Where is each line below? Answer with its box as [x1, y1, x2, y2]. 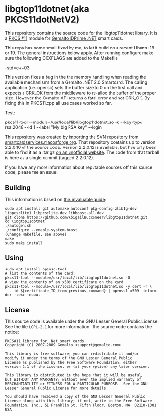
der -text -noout [5, 293, 41, 297]
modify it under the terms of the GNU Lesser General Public [5, 356, 133, 361]
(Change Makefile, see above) [5, 232, 67, 237]
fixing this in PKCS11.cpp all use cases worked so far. [5, 100, 112, 106]
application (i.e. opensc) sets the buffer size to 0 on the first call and [5, 84, 143, 90]
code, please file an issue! [5, 169, 58, 175]
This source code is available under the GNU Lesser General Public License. [5, 318, 159, 324]
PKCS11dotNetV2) [5, 14, 80, 25]
